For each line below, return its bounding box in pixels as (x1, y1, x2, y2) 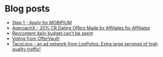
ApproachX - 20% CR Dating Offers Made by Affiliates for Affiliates (11, 24, 150, 30)
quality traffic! (11, 46, 41, 52)
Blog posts (4, 3, 50, 14)
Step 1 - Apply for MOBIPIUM (11, 19, 72, 25)
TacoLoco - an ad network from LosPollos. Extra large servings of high (11, 40, 158, 46)
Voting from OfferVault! (11, 35, 60, 41)
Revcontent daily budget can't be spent (11, 30, 93, 36)
